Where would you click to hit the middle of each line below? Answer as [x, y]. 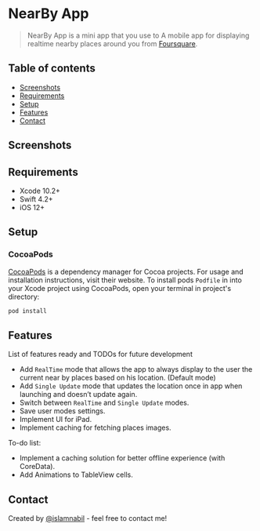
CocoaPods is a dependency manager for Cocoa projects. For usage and [126, 271]
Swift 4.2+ [36, 199]
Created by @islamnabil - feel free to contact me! [88, 518]
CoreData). [37, 467]
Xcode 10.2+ [40, 191]
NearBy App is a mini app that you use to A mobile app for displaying [138, 35]
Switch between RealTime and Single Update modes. [104, 403]
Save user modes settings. [62, 411]
